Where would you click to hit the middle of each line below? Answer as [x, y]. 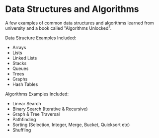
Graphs [20, 79]
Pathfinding [24, 119]
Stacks [19, 63]
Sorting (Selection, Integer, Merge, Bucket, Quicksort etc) [71, 125]
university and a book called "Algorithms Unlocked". [58, 28]
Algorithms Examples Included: [37, 94]
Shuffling [22, 130]
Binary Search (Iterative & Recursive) [50, 109]
